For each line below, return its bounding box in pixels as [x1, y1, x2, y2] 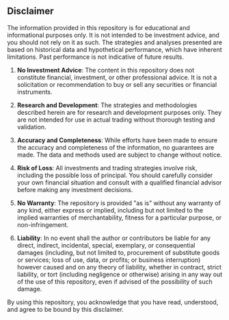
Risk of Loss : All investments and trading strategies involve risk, [16, 163, 198, 172]
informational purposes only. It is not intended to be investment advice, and [7, 31, 220, 39]
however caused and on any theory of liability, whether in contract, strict [16, 263, 222, 271]
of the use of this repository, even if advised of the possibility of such [16, 277, 213, 286]
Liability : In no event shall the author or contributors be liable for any [16, 234, 211, 242]
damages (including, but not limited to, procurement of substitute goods [16, 248, 220, 256]
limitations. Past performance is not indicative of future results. [7, 53, 185, 61]
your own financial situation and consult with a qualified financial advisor [16, 178, 222, 187]
